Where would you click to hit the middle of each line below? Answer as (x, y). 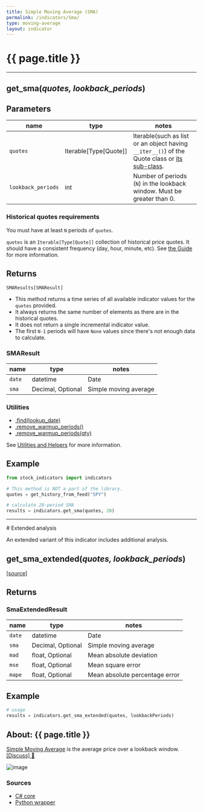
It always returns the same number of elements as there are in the (97, 312)
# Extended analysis (31, 528)
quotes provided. (36, 305)
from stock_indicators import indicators (59, 478)
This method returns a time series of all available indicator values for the (105, 299)
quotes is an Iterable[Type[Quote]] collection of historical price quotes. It (98, 242)
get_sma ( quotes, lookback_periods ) (76, 88)
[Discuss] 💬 (21, 756)
